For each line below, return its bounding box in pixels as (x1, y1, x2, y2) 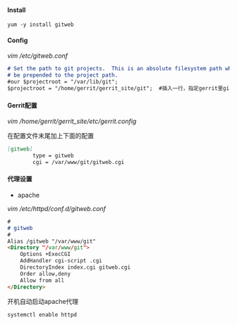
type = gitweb (32, 152, 74, 159)
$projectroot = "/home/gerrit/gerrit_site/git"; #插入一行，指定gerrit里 (7, 85, 224, 92)
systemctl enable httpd (7, 311, 78, 318)
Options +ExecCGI (20, 250, 71, 258)
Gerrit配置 (7, 101, 37, 109)
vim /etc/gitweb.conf (7, 51, 68, 60)
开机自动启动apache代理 (7, 297, 79, 305)
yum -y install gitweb (7, 21, 74, 28)
